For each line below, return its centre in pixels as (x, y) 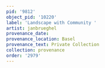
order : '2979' (24, 56)
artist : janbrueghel (32, 28)
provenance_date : (28, 34)
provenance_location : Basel (41, 39)
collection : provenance (36, 50)
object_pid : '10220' (32, 17)
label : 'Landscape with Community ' (51, 22)
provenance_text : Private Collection (53, 45)
